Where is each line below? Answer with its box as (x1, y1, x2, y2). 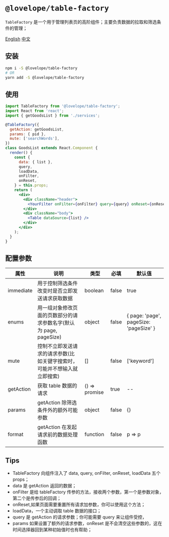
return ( (14, 187, 33, 193)
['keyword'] (126, 358, 154, 365)
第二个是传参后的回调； (12, 495, 61, 501)
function (84, 431, 105, 438)
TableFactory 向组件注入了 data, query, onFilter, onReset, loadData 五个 (12, 470, 161, 476)
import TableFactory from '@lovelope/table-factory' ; (5, 104, 121, 109)
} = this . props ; (14, 183, 49, 188)
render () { (10, 150, 33, 155)
